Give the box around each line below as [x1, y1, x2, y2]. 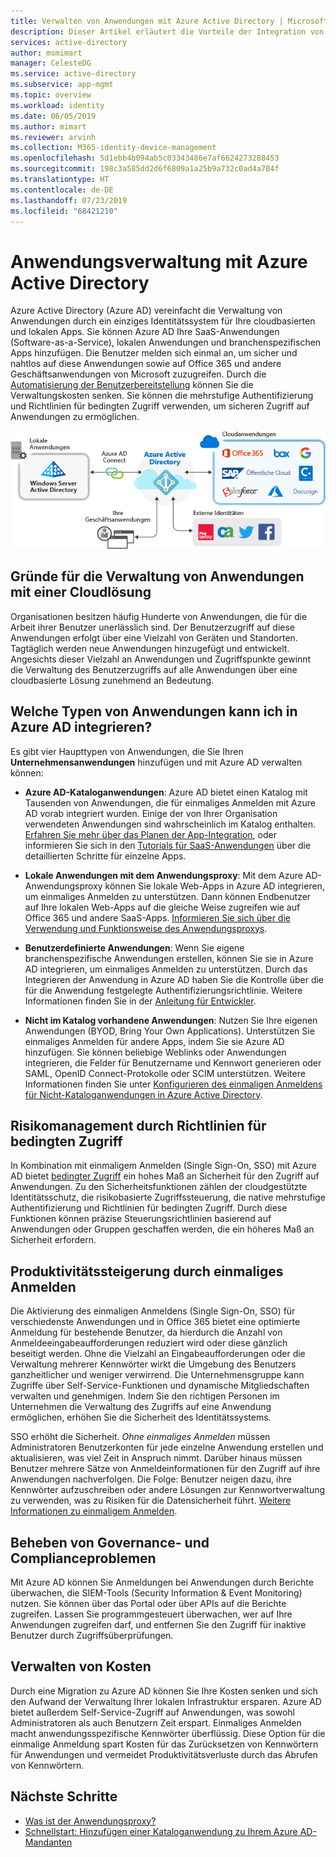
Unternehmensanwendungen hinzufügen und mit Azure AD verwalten [10, 756, 303, 768]
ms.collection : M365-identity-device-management [10, 143, 217, 153]
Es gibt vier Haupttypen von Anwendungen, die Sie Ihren [10, 745, 244, 757]
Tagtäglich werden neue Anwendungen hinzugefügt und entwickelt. [10, 642, 290, 654]
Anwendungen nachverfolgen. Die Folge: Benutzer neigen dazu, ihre [10, 1473, 292, 1485]
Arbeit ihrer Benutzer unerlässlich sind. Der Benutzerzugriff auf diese [10, 621, 296, 633]
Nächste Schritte [10, 1788, 118, 1805]
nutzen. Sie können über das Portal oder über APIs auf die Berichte [10, 1597, 287, 1609]
